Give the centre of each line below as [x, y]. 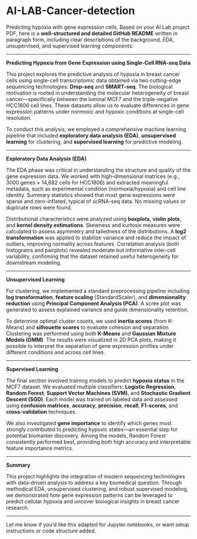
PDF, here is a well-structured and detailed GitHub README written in [92, 33]
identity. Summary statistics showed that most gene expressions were [91, 195]
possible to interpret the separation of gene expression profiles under [90, 346]
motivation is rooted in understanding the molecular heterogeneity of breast [98, 93]
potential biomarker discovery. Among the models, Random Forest [86, 436]
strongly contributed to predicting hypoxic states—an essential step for [92, 429]
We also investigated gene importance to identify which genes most [89, 423]
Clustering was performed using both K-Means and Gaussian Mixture [91, 333]
